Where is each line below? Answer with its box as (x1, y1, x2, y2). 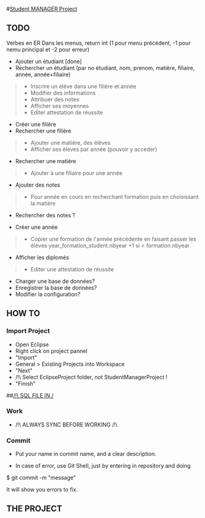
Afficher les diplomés (15, 253, 69, 261)
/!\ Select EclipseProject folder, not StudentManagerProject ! (15, 373, 168, 381)
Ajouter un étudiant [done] (15, 58, 82, 65)
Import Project (6, 327, 50, 335)
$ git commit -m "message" (6, 474, 76, 481)
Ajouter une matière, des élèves (30, 139, 111, 146)
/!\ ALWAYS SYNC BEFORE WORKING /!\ (15, 420, 118, 428)
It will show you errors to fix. (6, 486, 78, 493)
